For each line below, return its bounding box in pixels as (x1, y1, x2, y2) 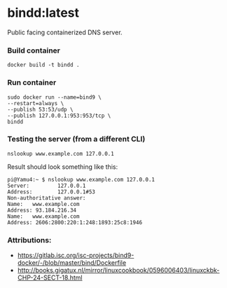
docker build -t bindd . (7, 62, 80, 69)
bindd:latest (7, 5, 79, 21)
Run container (7, 78, 57, 88)
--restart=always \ (7, 100, 64, 107)
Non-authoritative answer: (7, 194, 86, 201)
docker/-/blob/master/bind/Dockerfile (17, 259, 127, 267)
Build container (7, 46, 61, 55)
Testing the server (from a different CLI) (7, 135, 146, 144)
